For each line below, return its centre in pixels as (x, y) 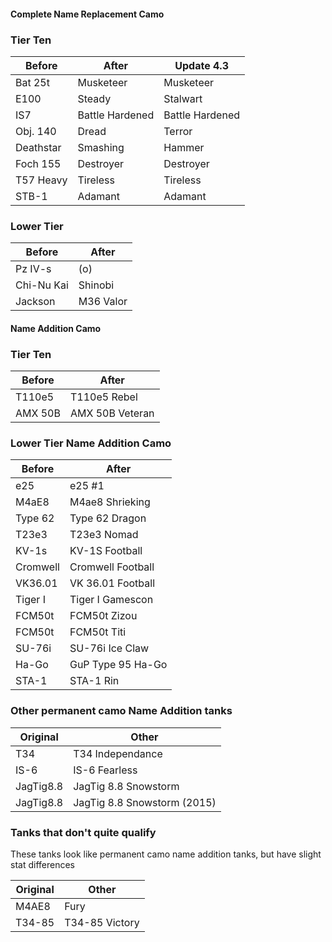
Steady (94, 98)
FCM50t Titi (98, 632)
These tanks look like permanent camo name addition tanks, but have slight (166, 854)
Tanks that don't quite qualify (83, 832)
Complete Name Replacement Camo (87, 14)
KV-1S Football (106, 551)
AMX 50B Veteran (112, 413)
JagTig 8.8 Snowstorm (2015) (145, 802)
